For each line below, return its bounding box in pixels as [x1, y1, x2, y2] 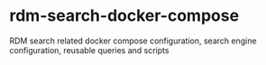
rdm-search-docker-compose [9, 5, 240, 26]
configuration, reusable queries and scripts [9, 44, 170, 55]
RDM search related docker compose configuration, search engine [9, 35, 257, 46]
